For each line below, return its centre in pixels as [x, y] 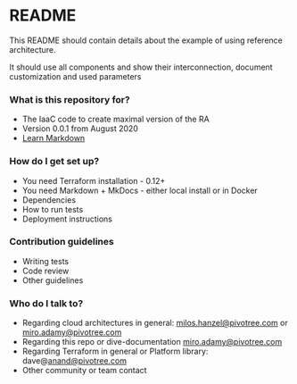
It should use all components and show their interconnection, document [141, 67]
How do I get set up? [54, 162]
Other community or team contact [84, 371]
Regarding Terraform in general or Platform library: [115, 351]
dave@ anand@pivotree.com [74, 361]
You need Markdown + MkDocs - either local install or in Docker [140, 190]
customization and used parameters [75, 76]
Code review [45, 271]
